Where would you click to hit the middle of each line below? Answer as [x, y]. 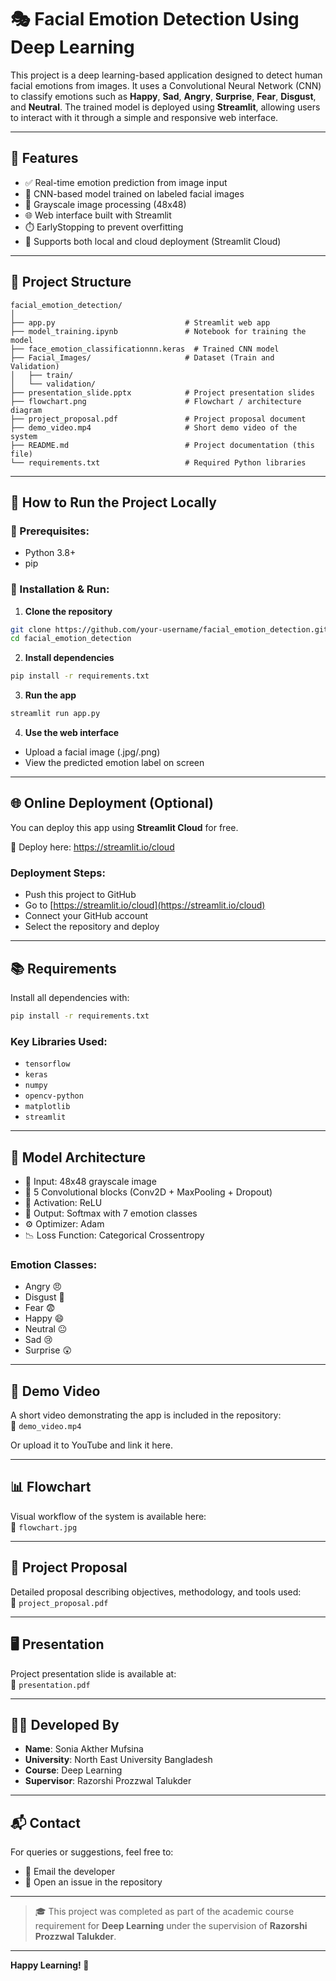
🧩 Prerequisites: [50, 531]
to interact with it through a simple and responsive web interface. [144, 117]
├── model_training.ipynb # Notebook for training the [158, 331]
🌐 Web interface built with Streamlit [98, 215]
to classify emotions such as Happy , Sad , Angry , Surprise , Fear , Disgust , [163, 96]
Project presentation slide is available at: [93, 1673]
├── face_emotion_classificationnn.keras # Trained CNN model [145, 349]
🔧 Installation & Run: [60, 589]
